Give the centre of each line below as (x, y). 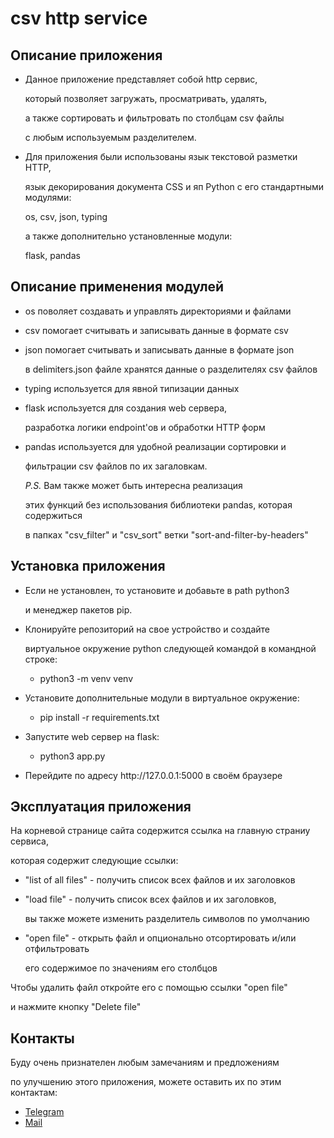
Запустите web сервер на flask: (92, 736)
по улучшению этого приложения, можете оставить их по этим (146, 1082)
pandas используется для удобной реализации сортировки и (155, 446)
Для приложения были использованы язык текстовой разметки (161, 156)
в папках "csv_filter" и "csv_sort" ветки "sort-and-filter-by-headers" (166, 534)
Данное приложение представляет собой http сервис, (141, 79)
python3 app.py (72, 756)
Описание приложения (86, 55)
